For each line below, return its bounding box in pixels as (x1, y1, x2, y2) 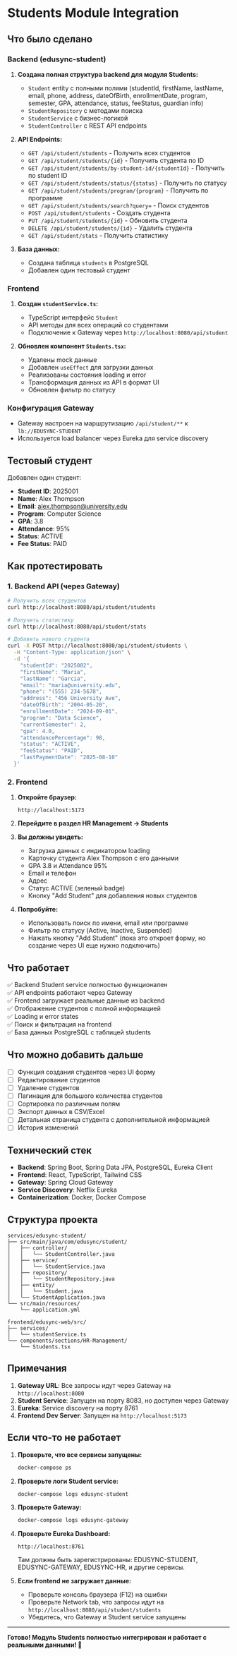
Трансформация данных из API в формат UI (28, 378, 160, 387)
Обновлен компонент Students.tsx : (17, 342, 127, 351)
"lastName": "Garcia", (20, 675, 87, 682)
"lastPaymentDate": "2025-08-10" (20, 754, 119, 761)
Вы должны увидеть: (17, 833, 83, 841)
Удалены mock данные (28, 356, 97, 364)
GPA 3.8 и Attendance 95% (28, 862, 108, 870)
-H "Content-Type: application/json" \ (13, 649, 131, 656)
